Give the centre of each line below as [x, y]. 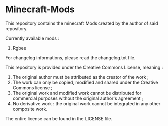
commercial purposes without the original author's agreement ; [78, 98]
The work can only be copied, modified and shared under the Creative [85, 82]
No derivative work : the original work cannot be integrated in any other [87, 103]
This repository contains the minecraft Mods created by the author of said [82, 23]
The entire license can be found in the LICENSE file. [59, 118]
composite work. [30, 109]
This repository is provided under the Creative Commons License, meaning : [84, 67]
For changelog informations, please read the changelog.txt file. [70, 57]
